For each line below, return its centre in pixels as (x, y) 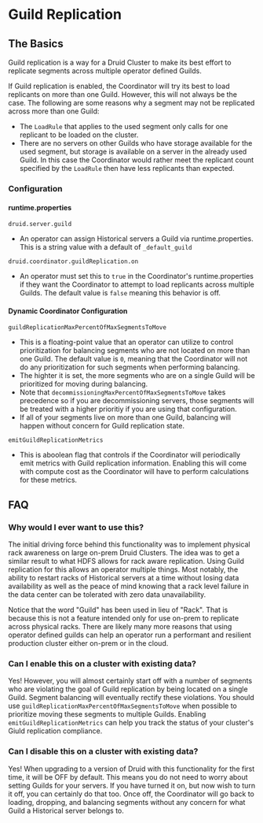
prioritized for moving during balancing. (84, 384)
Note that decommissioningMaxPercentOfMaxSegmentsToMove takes (122, 392)
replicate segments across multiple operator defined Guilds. (105, 71)
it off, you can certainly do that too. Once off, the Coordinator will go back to (131, 794)
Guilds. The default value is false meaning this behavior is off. (120, 293)
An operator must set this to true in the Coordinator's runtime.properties (136, 276)
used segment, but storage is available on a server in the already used (133, 152)
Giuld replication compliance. (55, 731)
